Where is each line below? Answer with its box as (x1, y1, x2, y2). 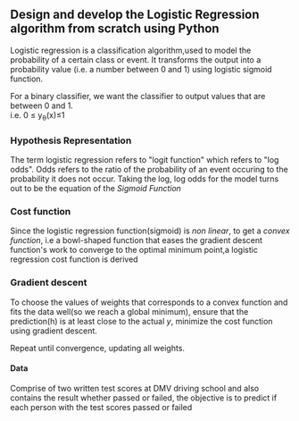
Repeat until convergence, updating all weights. (10, 342, 186, 353)
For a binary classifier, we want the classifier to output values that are (10, 90, 266, 101)
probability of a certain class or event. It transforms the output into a (10, 54, 262, 65)
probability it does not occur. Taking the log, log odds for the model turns (10, 173, 279, 184)
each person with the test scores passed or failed (10, 401, 193, 412)
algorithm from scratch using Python (10, 21, 220, 37)
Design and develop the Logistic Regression (10, 7, 260, 22)
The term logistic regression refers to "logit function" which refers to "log (10, 154, 279, 164)
